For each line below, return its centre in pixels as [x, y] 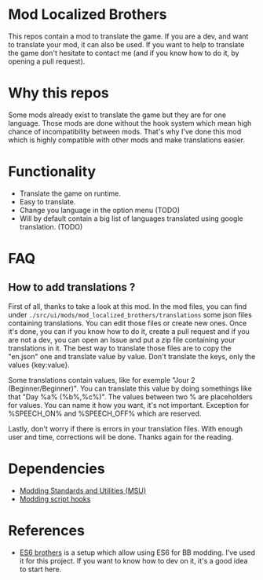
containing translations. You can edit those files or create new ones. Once [128, 323]
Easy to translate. [47, 201]
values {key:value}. [39, 365]
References [46, 530]
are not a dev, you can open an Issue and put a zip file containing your [122, 340]
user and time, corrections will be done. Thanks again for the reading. [121, 437]
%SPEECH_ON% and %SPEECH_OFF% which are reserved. [105, 413]
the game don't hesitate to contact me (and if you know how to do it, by [124, 53]
